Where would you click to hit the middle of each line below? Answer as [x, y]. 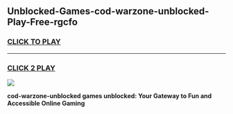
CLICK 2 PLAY [31, 68]
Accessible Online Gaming [46, 103]
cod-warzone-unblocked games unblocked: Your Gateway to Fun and [110, 95]
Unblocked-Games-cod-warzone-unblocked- [108, 11]
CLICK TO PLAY [34, 42]
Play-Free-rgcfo [43, 22]
